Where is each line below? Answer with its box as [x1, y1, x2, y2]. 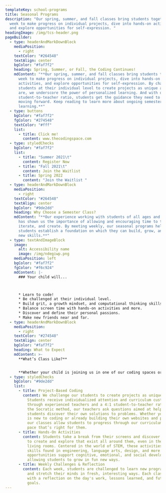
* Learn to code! [18, 292, 54, 297]
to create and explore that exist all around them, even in [27, 439, 154, 444]
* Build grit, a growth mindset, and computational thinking [18, 301, 147, 306]
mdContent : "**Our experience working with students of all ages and [14, 215, 161, 219]
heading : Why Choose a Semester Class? [14, 210, 96, 215]
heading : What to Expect [14, 347, 65, 352]
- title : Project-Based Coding [18, 388, 83, 393]
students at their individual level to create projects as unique [18, 85, 158, 91]
